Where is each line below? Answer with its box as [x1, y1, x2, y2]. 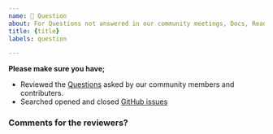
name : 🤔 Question [8, 11, 67, 20]
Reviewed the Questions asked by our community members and [19, 80, 235, 89]
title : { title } [8, 27, 60, 35]
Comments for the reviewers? [8, 117, 128, 128]
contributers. [19, 89, 63, 98]
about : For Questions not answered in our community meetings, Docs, [8, 19, 249, 28]
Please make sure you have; [8, 64, 106, 74]
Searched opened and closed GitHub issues [19, 97, 168, 106]
